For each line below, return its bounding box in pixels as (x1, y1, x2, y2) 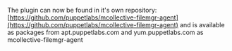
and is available (179, 21, 225, 29)
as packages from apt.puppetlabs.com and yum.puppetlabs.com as (7, 28, 204, 36)
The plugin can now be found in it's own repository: (7, 6, 157, 14)
